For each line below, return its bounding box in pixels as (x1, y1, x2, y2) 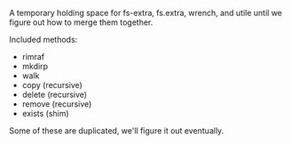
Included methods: (9, 35, 78, 44)
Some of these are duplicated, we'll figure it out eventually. (9, 125, 224, 136)
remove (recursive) (21, 99, 92, 109)
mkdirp (21, 61, 49, 71)
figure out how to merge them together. (9, 17, 153, 28)
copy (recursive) (21, 80, 83, 90)
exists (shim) (21, 109, 69, 118)
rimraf (21, 52, 45, 61)
